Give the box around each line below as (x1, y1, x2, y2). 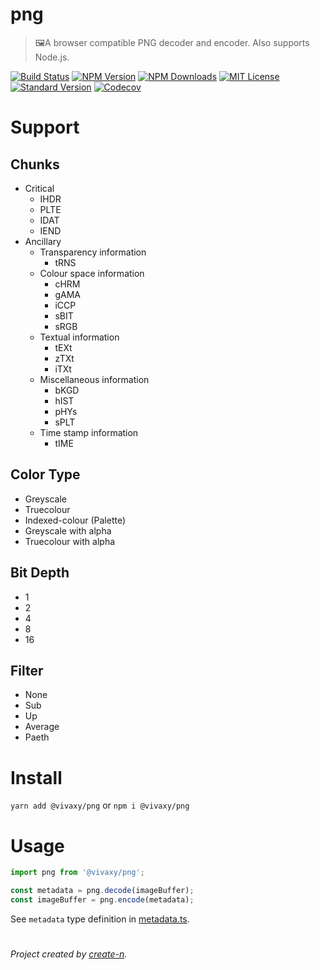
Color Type (10, 466, 81, 483)
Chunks (10, 156, 60, 173)
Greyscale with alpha (24, 524, 112, 537)
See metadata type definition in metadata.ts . (10, 913, 190, 925)
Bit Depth (10, 564, 70, 582)
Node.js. (34, 51, 70, 63)
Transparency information (39, 246, 147, 258)
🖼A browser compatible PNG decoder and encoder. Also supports (34, 36, 310, 48)
